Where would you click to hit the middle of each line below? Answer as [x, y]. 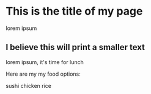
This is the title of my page [74, 11]
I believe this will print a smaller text [75, 47]
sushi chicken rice [29, 85]
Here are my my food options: [43, 74]
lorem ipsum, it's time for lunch [45, 62]
